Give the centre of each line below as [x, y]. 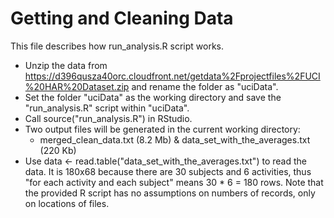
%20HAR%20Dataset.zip [77, 86]
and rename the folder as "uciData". [205, 86]
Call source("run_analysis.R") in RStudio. [108, 118]
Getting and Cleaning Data [122, 18]
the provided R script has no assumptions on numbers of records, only [170, 193]
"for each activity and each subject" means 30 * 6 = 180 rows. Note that [174, 182]
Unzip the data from [66, 65]
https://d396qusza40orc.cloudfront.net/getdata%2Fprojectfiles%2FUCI [172, 76]
